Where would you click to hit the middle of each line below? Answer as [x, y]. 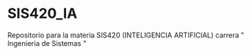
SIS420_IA [43, 14]
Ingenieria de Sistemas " [47, 43]
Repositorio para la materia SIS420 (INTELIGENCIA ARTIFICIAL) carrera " [126, 35]
